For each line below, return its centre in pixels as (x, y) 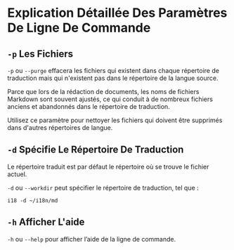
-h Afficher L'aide (46, 222)
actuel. (17, 174)
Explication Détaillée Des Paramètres (117, 13)
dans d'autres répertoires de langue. (60, 127)
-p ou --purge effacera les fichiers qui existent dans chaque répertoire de (113, 71)
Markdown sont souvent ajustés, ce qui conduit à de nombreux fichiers (110, 99)
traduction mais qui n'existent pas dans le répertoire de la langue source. (113, 78)
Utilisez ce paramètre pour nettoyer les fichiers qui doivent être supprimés (115, 120)
